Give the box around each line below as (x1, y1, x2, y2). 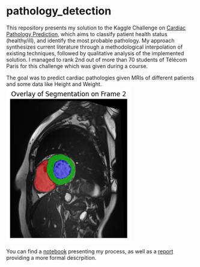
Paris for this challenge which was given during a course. (6, 62, 148, 70)
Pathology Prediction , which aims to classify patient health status (6, 30, 168, 37)
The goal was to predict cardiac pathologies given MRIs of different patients (6, 74, 194, 81)
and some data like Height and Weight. (6, 80, 102, 88)
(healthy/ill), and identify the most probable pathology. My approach (6, 37, 175, 44)
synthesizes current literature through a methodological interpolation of (6, 43, 183, 51)
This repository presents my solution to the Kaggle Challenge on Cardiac (6, 24, 186, 31)
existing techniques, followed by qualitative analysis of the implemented (6, 49, 184, 57)
